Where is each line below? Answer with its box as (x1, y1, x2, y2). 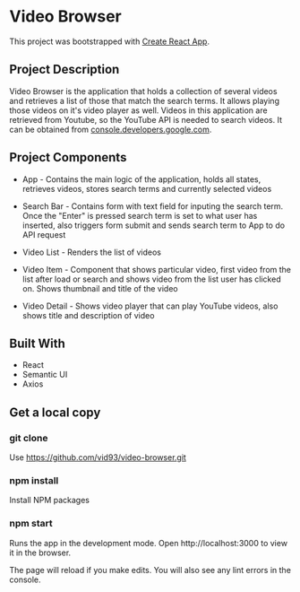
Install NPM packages (9, 495, 90, 506)
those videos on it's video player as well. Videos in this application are (9, 105, 268, 116)
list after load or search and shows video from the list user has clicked (21, 274, 281, 284)
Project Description (9, 62, 120, 77)
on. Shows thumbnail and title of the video (21, 283, 178, 293)
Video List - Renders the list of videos (21, 247, 162, 257)
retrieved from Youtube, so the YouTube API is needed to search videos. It (9, 114, 282, 125)
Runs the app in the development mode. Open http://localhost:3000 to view (9, 537, 288, 548)
